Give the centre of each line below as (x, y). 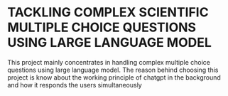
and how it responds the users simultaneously (75, 85)
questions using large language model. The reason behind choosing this (113, 70)
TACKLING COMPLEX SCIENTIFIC (108, 12)
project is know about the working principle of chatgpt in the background (114, 77)
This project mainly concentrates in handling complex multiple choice (109, 62)
